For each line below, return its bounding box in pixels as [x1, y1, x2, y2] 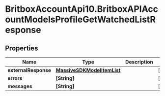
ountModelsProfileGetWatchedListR [5, 14, 156, 25]
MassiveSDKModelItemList [55, 67, 121, 73]
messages [7, 83, 32, 90]
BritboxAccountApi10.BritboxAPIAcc [5, 3, 159, 15]
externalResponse [7, 67, 52, 73]
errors [7, 75, 23, 82]
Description [125, 59, 154, 65]
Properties [5, 44, 38, 52]
